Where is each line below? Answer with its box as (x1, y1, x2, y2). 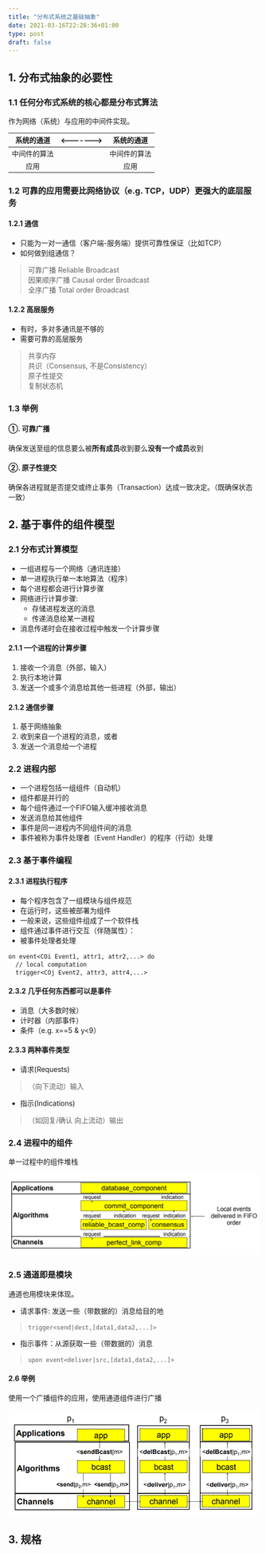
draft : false (8, 38, 52, 46)
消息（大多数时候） (19, 1005, 84, 1015)
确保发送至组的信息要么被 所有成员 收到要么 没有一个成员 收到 (8, 443, 204, 453)
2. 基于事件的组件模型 (8, 518, 115, 531)
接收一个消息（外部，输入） (19, 662, 111, 672)
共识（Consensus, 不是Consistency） (27, 360, 152, 371)
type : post (8, 30, 45, 38)
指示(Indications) (19, 1098, 76, 1108)
